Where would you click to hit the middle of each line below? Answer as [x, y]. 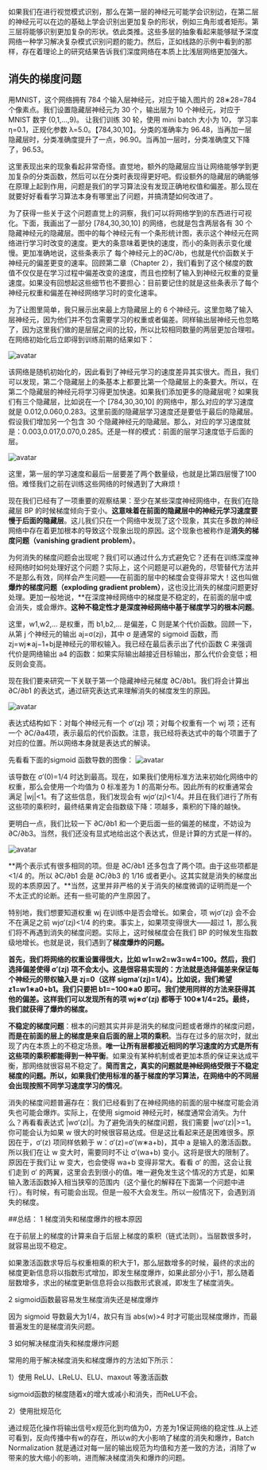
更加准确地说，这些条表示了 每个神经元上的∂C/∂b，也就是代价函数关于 [138, 252]
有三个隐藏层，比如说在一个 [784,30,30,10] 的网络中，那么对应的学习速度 [134, 401]
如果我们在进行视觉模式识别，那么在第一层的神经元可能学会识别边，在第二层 [133, 12]
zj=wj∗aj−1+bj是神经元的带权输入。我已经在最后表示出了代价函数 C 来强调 [130, 644]
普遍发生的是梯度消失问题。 [54, 1326]
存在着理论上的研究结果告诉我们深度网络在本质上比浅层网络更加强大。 [137, 51]
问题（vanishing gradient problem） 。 [77, 540]
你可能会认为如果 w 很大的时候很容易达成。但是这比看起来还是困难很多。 [128, 1132]
